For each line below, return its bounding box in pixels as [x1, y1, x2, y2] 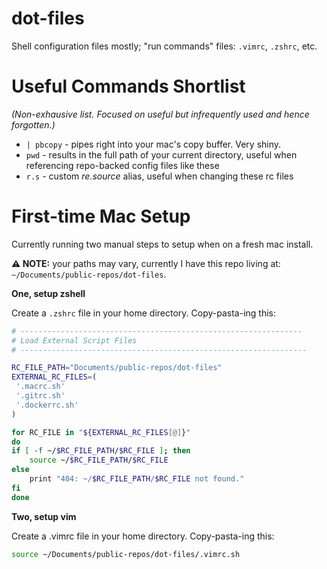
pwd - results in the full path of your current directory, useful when [25, 148, 298, 161]
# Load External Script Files [11, 335, 138, 346]
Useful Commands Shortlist [11, 75, 246, 98]
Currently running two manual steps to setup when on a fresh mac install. [11, 238, 314, 250]
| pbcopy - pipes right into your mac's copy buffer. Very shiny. [25, 138, 282, 150]
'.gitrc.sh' [15, 391, 66, 401]
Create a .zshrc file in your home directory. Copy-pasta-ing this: [11, 307, 276, 319]
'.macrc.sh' [15, 382, 66, 392]
